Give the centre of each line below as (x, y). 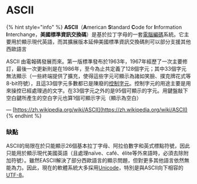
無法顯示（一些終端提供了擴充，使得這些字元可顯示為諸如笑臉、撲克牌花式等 (98, 76)
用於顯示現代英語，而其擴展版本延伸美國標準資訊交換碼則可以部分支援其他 (101, 41)
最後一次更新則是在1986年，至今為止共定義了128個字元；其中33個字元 (101, 68)
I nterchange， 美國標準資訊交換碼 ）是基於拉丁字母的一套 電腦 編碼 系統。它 (95, 34)
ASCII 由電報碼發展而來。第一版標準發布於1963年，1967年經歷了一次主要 (94, 61)
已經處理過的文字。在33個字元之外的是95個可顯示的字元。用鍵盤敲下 (105, 91)
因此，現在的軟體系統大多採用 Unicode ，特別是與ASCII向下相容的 (105, 168)
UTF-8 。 (17, 175)
